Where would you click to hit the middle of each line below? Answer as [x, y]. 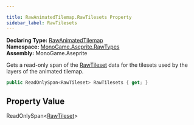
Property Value [36, 101]
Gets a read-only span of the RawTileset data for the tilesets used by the [97, 65]
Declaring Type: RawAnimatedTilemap [55, 40]
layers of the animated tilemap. [45, 71]
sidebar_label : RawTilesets [42, 23]
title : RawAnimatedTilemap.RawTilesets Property [69, 17]
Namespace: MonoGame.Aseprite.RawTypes [63, 47]
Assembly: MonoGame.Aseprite [47, 53]
